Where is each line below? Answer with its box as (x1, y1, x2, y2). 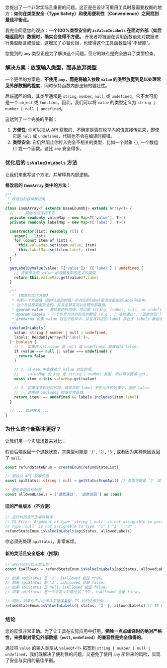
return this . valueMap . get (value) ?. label (14, 275, 99, 280)
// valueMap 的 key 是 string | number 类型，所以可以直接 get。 (14, 372, 150, 377)
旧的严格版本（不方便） (5, 503, 53, 509)
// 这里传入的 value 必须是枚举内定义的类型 (14, 270, 96, 275)
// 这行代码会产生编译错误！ (5, 515, 57, 520)
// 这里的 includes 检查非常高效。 (14, 390, 87, 395)
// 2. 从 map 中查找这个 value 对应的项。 (14, 367, 95, 372)
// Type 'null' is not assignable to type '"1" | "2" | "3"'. (5, 524, 137, 529)
